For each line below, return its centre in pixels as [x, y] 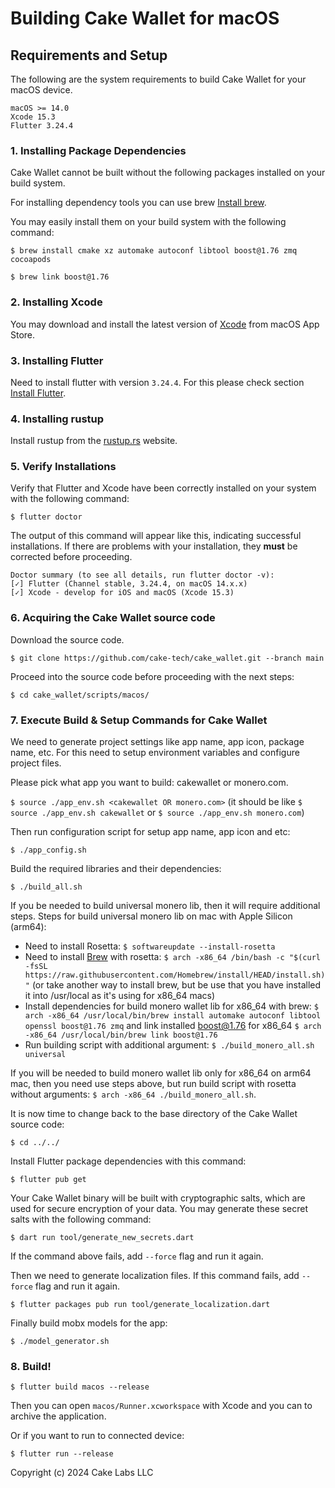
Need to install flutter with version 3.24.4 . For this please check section [157, 382]
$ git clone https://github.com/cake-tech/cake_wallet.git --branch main [167, 658]
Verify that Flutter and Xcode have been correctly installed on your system [163, 488]
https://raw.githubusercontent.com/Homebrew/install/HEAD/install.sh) [175, 975]
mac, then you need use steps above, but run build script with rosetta [153, 1084]
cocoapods [31, 260]
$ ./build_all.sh [46, 887]
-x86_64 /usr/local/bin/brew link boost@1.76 [121, 1035]
